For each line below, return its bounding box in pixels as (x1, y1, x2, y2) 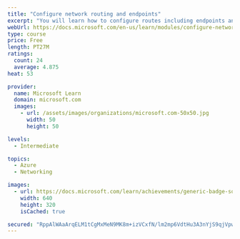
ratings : (7, 51, 34, 58)
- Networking (14, 168, 53, 176)
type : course (7, 30, 46, 38)
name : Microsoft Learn (14, 90, 81, 97)
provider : (7, 83, 37, 90)
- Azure (14, 162, 37, 169)
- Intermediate (14, 142, 59, 150)
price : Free (7, 37, 43, 44)
